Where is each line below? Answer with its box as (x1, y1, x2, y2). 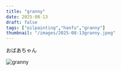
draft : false (6, 19, 38, 25)
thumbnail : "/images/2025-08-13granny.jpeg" (6, 30, 116, 36)
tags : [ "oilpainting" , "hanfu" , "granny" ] (6, 24, 106, 31)
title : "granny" (6, 8, 45, 15)
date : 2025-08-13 (6, 14, 48, 20)
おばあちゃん (6, 47, 37, 54)
